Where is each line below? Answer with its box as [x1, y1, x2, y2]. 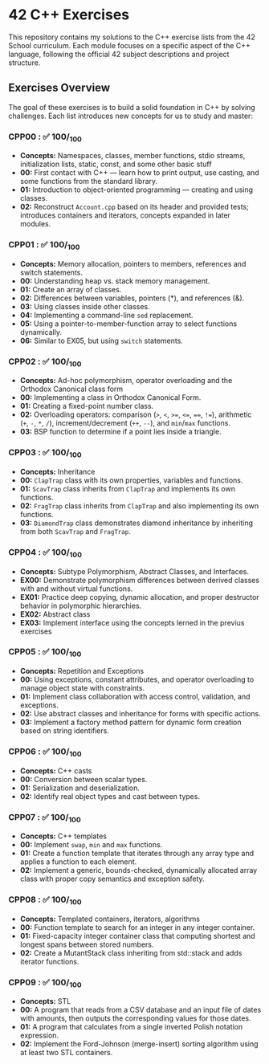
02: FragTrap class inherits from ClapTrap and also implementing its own [19, 501, 259, 511]
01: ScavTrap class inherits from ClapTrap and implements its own [19, 484, 235, 493]
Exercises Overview [8, 81, 111, 95]
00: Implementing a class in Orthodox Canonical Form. [19, 393, 202, 402]
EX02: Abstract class [19, 609, 91, 619]
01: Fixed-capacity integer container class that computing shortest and [19, 931, 255, 940]
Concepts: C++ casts [19, 765, 92, 776]
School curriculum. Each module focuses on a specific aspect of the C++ [8, 40, 251, 50]
